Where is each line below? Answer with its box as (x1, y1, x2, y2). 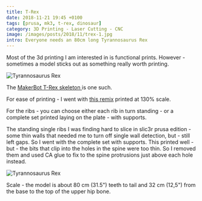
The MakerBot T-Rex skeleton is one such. (6, 84, 112, 91)
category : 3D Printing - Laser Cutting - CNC (6, 26, 123, 32)
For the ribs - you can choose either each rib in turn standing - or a (6, 107, 174, 114)
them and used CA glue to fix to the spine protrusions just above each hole (6, 151, 193, 158)
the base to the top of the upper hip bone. (6, 188, 111, 195)
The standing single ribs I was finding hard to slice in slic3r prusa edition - (6, 126, 191, 132)
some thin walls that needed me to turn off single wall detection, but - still (6, 132, 190, 139)
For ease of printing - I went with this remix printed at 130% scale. (6, 95, 171, 103)
